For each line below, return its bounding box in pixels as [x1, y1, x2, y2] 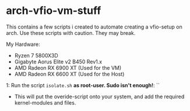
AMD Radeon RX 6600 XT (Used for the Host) [14, 70, 125, 77]
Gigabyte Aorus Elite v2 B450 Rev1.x [14, 58, 103, 65]
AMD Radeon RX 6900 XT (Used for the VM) [14, 64, 122, 71]
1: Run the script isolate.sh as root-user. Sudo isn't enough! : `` [6, 81, 160, 88]
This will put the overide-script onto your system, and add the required [14, 93, 185, 100]
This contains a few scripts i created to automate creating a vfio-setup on [6, 23, 182, 30]
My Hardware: [6, 41, 40, 48]
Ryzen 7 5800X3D [14, 52, 58, 59]
